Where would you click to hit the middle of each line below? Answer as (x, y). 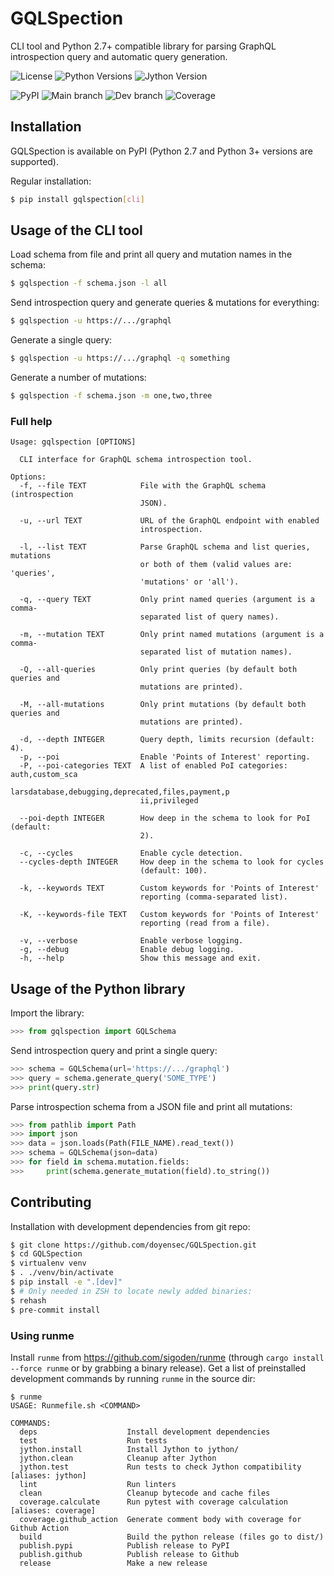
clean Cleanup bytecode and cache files (145, 1493)
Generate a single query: (61, 340)
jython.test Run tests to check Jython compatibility (160, 1467)
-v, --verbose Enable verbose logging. (131, 941)
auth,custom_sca (44, 775)
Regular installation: (51, 181)
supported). (35, 161)
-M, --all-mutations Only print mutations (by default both (163, 705)
